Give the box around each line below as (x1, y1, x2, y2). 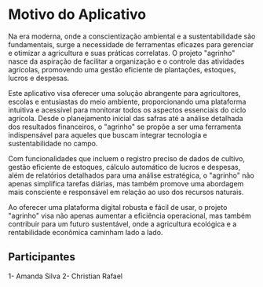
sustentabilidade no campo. (8, 138, 98, 148)
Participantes (8, 250, 76, 264)
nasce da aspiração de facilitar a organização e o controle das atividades (8, 57, 245, 66)
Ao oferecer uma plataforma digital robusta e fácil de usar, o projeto (8, 202, 228, 212)
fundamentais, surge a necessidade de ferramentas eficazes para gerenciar (8, 39, 254, 49)
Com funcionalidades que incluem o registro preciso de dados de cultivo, (8, 153, 246, 163)
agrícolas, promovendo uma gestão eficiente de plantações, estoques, (8, 64, 237, 74)
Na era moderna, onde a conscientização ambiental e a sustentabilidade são (8, 31, 256, 41)
